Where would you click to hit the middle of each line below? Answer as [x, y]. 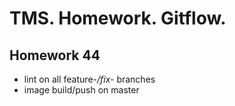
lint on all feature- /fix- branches [89, 79]
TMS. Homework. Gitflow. [118, 18]
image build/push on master [81, 90]
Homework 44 [55, 55]
